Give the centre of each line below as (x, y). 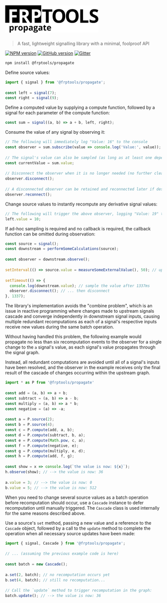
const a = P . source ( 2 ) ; (30, 419)
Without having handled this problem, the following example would (73, 337)
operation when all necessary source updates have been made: (70, 533)
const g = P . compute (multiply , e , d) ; (45, 451)
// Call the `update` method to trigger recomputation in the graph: (79, 591)
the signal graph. (22, 353)
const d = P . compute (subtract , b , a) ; (45, 435)
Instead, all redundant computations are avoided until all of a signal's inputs (83, 362)
